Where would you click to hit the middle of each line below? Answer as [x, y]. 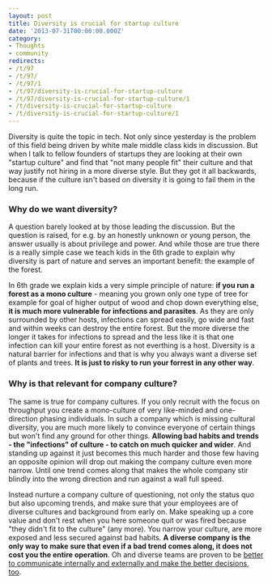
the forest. [25, 270]
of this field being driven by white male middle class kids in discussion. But [133, 145]
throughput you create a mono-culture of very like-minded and [113, 410]
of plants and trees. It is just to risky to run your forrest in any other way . [132, 363]
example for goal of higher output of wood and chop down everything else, [134, 303]
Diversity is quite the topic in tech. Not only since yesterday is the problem [132, 137]
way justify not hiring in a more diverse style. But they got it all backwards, [132, 171]
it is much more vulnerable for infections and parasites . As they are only [131, 311]
